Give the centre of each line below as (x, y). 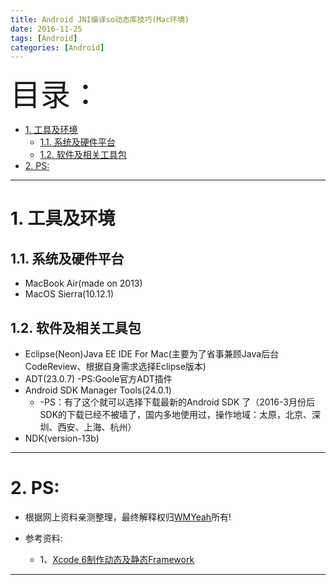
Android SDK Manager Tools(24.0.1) (98, 390)
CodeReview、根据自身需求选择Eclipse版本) (115, 367)
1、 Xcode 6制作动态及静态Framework (117, 559)
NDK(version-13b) (62, 438)
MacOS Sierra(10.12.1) (69, 294)
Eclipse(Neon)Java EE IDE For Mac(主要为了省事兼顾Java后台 (152, 354)
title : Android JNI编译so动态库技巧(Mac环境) (100, 19)
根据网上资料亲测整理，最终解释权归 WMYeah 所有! (128, 517)
